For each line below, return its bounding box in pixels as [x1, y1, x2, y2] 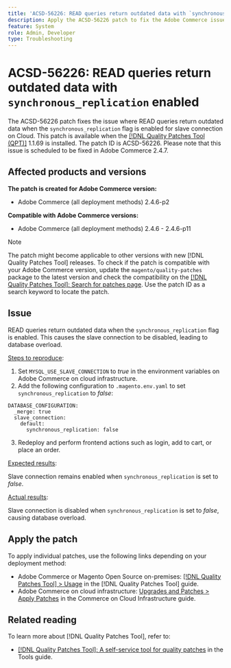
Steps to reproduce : [8, 353, 64, 361]
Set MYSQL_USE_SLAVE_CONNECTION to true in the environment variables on [17, 367, 220, 375]
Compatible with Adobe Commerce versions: [8, 211, 139, 219]
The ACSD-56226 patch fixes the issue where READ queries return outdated [8, 118, 224, 126]
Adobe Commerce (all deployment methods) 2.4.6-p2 [17, 197, 170, 206]
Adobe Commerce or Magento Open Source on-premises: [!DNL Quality [17, 572, 221, 581]
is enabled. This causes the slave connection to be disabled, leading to [8, 333, 208, 341]
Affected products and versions [8, 166, 147, 178]
